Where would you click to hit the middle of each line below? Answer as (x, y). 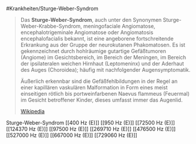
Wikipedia (33, 111)
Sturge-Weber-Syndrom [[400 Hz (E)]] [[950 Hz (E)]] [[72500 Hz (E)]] (90, 123)
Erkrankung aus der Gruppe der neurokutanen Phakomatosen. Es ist (103, 45)
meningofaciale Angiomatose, (119, 26)
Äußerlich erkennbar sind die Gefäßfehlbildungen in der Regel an (99, 81)
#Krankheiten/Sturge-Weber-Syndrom (52, 9)
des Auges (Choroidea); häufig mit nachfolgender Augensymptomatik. (105, 70)
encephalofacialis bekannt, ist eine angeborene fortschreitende (97, 38)
